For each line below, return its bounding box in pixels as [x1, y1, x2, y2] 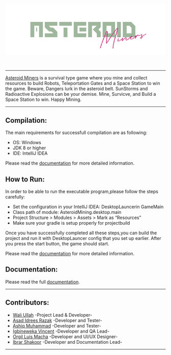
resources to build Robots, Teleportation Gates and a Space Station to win [5, 80, 160, 87]
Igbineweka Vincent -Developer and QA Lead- [12, 328, 109, 334]
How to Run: [5, 175, 45, 183]
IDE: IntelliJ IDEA [12, 150, 48, 156]
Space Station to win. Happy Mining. [5, 96, 82, 103]
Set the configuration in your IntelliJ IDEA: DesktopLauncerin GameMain [12, 204, 164, 210]
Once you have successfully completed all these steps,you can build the [5, 230, 157, 236]
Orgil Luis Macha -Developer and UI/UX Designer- [12, 333, 118, 340]
